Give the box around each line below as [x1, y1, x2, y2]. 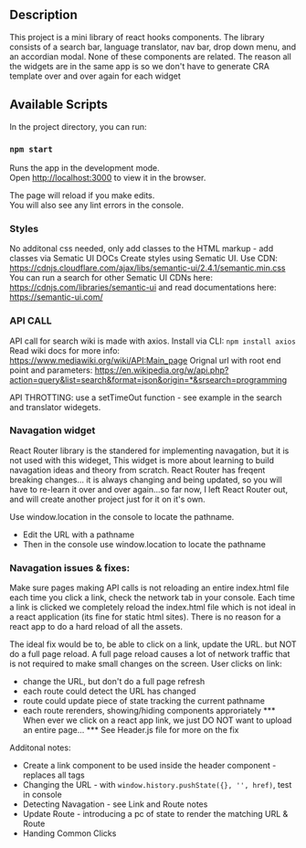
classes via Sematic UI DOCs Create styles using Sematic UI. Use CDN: [9, 253, 279, 264]
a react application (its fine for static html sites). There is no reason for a [9, 611, 281, 622]
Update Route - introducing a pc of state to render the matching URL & [22, 809, 289, 820]
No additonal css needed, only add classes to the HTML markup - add [9, 243, 274, 254]
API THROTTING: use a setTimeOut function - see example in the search [9, 392, 282, 403]
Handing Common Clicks [22, 828, 117, 839]
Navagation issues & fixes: [9, 561, 131, 574]
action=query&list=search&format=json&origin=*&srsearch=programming [9, 374, 288, 385]
